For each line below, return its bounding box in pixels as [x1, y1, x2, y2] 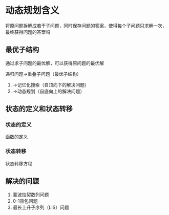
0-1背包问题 [12, 198, 38, 204]
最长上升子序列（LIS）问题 [12, 204, 69, 210]
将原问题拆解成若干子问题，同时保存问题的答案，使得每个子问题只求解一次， [5, 23, 167, 29]
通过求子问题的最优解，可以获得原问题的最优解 [5, 60, 104, 66]
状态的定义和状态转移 [5, 104, 73, 113]
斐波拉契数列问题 [12, 191, 49, 198]
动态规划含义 [5, 5, 60, 16]
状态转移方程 [5, 160, 32, 166]
